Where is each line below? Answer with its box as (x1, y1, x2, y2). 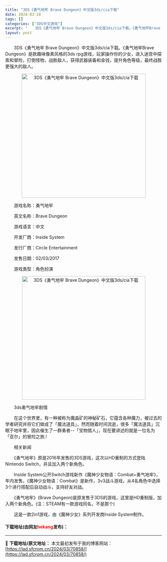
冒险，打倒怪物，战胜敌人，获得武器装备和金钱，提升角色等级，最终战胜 (13, 57, 162, 63)
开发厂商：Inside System (13, 234, 65, 240)
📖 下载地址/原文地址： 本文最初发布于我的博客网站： (5, 541, 113, 547)
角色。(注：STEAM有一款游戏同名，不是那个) (22, 501, 115, 507)
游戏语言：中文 (13, 224, 45, 229)
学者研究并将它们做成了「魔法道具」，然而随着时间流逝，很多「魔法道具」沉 (5, 421, 160, 427)
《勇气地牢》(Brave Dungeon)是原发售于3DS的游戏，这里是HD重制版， (13, 495, 158, 500)
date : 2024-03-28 (5, 12, 41, 17)
